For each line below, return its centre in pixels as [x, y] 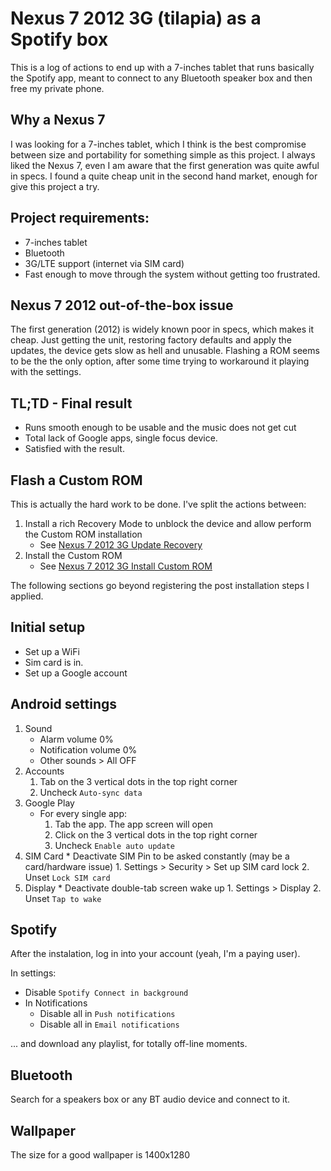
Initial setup [48, 627]
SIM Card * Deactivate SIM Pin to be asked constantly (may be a [157, 856]
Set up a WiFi [52, 651]
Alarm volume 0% [76, 739]
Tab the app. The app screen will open [133, 824]
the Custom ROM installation [83, 534]
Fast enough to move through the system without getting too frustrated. [172, 274]
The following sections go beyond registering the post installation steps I [160, 585]
